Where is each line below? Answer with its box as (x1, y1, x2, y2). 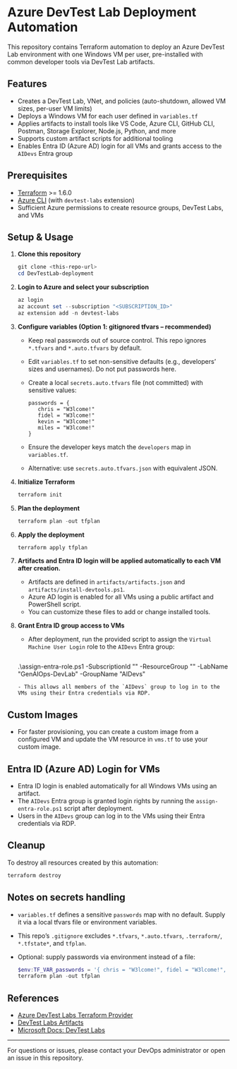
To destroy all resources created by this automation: (7, 858, 159, 867)
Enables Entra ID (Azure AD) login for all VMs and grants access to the (17, 142, 222, 150)
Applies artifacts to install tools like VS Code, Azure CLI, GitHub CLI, (17, 119, 215, 128)
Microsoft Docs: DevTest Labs (17, 1026, 106, 1034)
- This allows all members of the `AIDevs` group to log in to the (17, 683, 220, 691)
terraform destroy (7, 872, 61, 879)
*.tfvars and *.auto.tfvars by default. (28, 343, 142, 352)
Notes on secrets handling (7, 891, 126, 903)
